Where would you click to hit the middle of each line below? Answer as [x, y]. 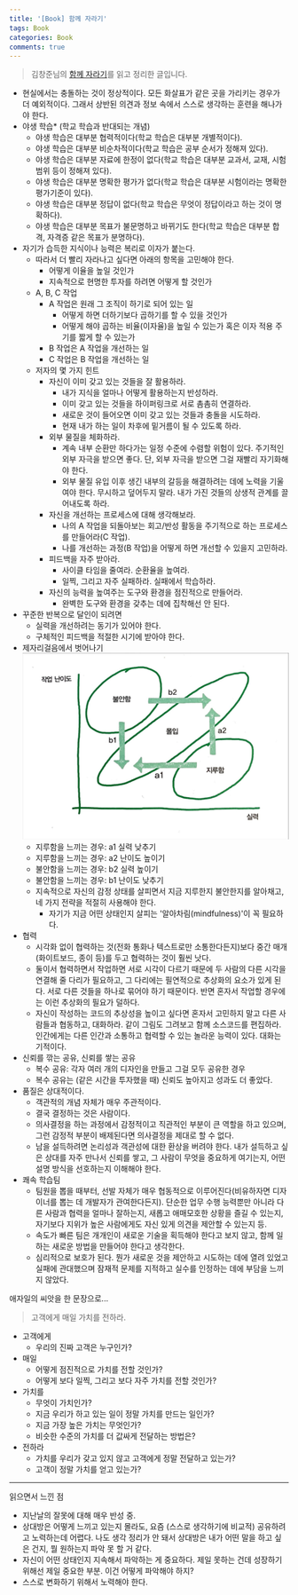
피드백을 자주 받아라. [84, 559]
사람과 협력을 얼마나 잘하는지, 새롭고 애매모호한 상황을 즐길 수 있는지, [164, 1213]
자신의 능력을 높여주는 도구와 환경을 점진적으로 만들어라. [146, 592]
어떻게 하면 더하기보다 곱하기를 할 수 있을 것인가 [145, 315]
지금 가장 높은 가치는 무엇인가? [88, 1425]
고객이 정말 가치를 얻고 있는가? [88, 1470]
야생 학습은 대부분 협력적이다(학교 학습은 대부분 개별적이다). [139, 138]
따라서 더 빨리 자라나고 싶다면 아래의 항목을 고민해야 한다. [135, 260]
